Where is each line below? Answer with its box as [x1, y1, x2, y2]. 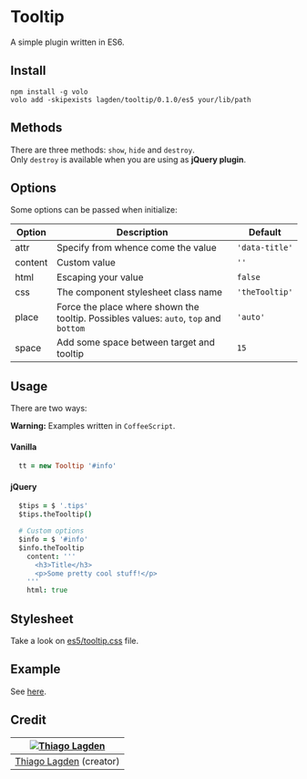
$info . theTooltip [18, 543, 85, 553]
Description [116, 226, 169, 239]
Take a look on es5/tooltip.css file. [10, 636, 139, 647]
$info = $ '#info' [18, 535, 89, 545]
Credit [10, 712, 46, 728]
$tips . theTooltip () [18, 510, 93, 519]
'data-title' [236, 243, 293, 253]
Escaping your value [56, 271, 144, 284]
